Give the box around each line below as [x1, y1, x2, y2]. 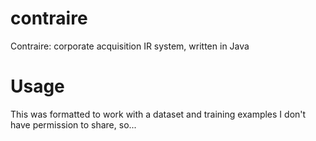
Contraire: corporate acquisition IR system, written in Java [10, 40, 250, 52]
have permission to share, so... [10, 118, 137, 131]
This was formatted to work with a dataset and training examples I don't [10, 108, 307, 120]
